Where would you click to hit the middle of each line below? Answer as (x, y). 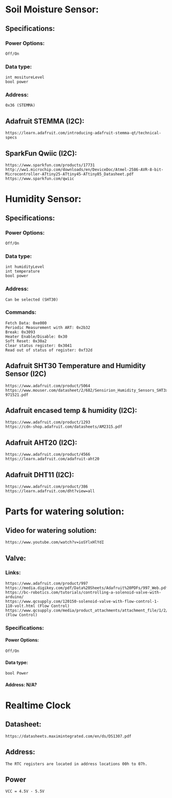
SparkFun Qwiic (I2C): (41, 153)
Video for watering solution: (51, 531)
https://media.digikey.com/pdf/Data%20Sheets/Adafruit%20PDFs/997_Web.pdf (87, 588)
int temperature (23, 271)
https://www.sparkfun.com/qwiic (40, 179)
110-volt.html (20, 606)
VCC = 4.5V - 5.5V (25, 791)
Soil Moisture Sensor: (52, 10)
